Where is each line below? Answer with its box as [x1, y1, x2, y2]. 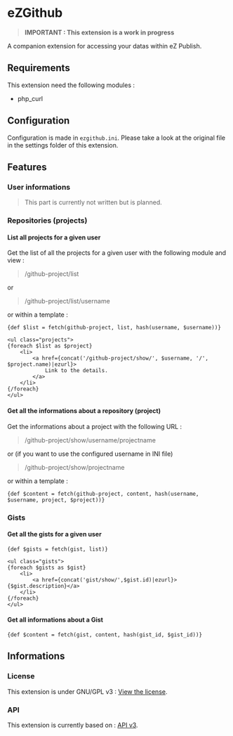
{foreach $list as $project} [7, 343, 93, 350]
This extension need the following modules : [7, 81, 135, 89]
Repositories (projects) [7, 216, 88, 225]
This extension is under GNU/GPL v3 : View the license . [7, 687, 168, 696]
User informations [7, 182, 71, 192]
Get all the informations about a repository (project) [7, 406, 161, 415]
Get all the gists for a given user [7, 530, 102, 539]
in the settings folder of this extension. [7, 140, 119, 149]
